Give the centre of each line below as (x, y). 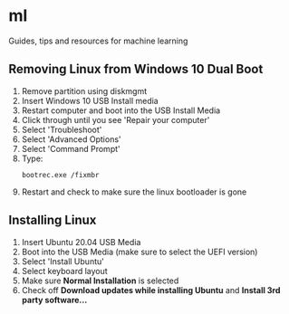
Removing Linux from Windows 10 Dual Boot (136, 69)
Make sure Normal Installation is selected (100, 281)
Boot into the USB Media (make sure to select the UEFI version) (140, 252)
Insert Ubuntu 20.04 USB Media (81, 242)
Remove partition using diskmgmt (84, 90)
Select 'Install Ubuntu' (63, 261)
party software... (54, 300)
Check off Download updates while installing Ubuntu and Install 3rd (151, 290)
